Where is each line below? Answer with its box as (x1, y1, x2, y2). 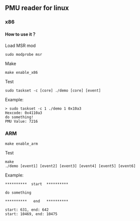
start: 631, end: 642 (5, 207, 49, 212)
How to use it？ (5, 31, 36, 37)
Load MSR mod (5, 43, 36, 48)
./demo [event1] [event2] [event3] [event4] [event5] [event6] (5, 163, 136, 168)
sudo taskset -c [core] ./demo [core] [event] (5, 88, 101, 93)
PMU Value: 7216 (5, 119, 38, 124)
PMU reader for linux (5, 4, 69, 12)
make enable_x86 (5, 70, 38, 75)
